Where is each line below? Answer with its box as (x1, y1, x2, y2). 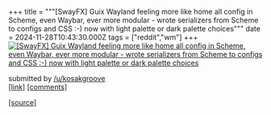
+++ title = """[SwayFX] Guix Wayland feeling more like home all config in (8, 7, 253, 16)
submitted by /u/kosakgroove (8, 74, 106, 83)
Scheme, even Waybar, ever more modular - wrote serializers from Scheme (8, 15, 259, 25)
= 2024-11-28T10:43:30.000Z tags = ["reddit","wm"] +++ (8, 32, 198, 42)
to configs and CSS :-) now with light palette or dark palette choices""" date (8, 24, 261, 33)
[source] (8, 98, 37, 107)
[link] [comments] (8, 82, 68, 92)
